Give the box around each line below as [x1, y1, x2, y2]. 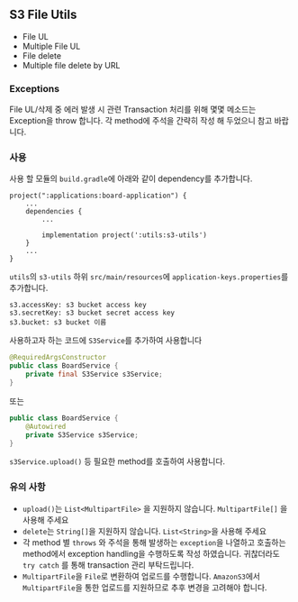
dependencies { [25, 207, 83, 216]
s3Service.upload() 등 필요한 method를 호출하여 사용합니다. [9, 456, 226, 467]
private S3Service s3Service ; [25, 430, 140, 440]
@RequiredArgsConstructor [9, 353, 106, 362]
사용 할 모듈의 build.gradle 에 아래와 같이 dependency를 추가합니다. [9, 173, 253, 184]
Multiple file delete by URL [22, 59, 121, 70]
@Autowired [25, 422, 67, 431]
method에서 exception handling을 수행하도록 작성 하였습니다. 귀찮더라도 [22, 548, 281, 559]
